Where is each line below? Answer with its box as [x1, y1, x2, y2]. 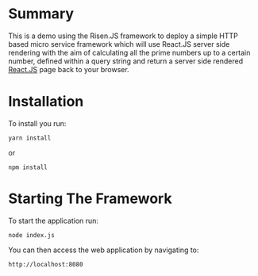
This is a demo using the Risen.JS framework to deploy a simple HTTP [8, 31, 238, 40]
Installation [8, 93, 84, 111]
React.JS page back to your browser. [8, 64, 129, 74]
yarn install [8, 134, 52, 142]
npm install [8, 163, 48, 171]
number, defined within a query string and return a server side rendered [8, 56, 244, 66]
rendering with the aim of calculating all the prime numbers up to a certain [8, 48, 251, 57]
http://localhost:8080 [8, 260, 83, 268]
